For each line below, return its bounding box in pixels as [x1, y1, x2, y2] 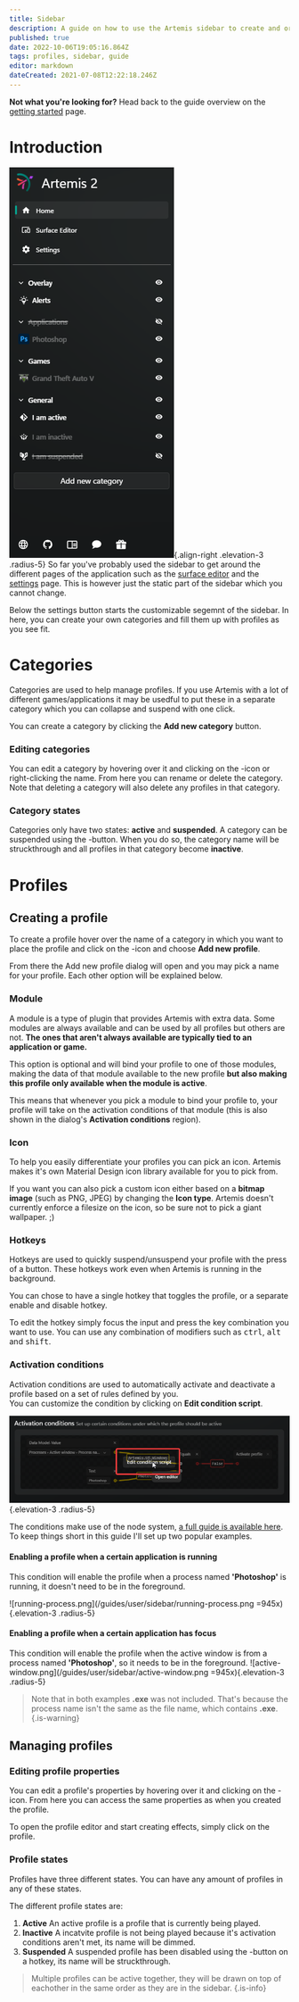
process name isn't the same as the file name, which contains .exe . [30, 1703, 279, 1714]
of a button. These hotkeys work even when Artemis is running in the [9, 1264, 263, 1275]
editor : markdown [9, 62, 74, 71]
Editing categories [9, 743, 91, 755]
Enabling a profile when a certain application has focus [9, 1628, 216, 1639]
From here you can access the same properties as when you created [29, 1795, 282, 1806]
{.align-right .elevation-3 [174, 549, 264, 560]
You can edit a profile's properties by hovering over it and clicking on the [9, 1785, 276, 1796]
